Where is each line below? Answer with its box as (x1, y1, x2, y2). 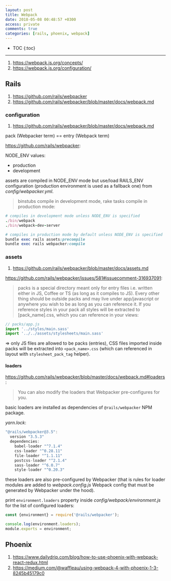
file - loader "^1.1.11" (14, 453, 63, 458)
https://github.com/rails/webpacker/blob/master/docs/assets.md (12, 265, 149, 271)
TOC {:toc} (12, 45, 36, 51)
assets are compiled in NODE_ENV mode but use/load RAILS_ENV (5, 177, 144, 184)
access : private (5, 21, 40, 27)
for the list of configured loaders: (5, 503, 75, 509)
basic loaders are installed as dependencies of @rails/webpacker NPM (5, 405, 153, 411)
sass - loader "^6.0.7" (14, 463, 60, 468)
